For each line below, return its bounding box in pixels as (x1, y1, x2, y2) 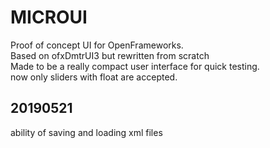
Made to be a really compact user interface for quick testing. (10, 60, 260, 72)
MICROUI (10, 6, 88, 29)
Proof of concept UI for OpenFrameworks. (10, 39, 184, 51)
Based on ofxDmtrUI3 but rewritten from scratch (10, 49, 210, 61)
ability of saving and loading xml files (10, 126, 163, 138)
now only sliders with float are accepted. (10, 71, 178, 83)
